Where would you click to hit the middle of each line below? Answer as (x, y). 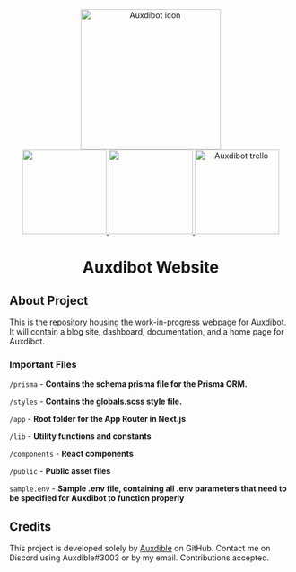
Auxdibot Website (151, 268)
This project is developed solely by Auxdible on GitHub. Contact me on (140, 549)
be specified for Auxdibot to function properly (97, 498)
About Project (49, 300)
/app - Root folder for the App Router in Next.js (98, 419)
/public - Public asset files (60, 471)
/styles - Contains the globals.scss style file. (96, 402)
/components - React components (72, 454)
